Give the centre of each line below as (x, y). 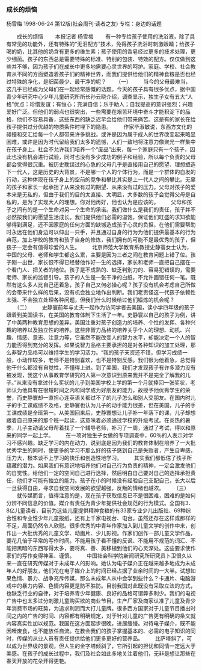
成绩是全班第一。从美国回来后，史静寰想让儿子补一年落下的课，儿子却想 (106, 413)
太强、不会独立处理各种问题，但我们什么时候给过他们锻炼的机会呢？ (90, 300)
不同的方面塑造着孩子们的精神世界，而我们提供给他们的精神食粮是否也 (103, 74)
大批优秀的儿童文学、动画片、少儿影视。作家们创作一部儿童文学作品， (109, 533)
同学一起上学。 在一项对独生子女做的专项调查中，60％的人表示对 (102, 435)
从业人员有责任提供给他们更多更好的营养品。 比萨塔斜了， (109, 639)
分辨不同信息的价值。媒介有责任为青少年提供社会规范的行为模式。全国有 (96, 503)
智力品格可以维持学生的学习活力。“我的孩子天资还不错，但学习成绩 (99, 353)
